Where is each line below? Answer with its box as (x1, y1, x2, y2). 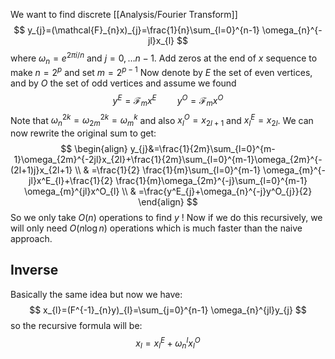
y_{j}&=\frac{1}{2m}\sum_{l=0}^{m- (129, 143, 276, 155)
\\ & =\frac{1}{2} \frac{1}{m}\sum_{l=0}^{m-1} (74, 164, 262, 176)
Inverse (10, 262, 59, 279)
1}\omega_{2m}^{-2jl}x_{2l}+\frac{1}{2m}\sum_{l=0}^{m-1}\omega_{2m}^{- (13, 154, 323, 166)
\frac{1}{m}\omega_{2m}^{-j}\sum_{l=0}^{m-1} (115, 175, 308, 187)
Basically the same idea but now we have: (10, 288, 183, 300)
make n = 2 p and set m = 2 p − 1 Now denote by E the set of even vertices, (10, 65, 313, 79)
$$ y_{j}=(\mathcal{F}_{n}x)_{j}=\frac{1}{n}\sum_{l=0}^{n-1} (13, 24, 260, 36)
